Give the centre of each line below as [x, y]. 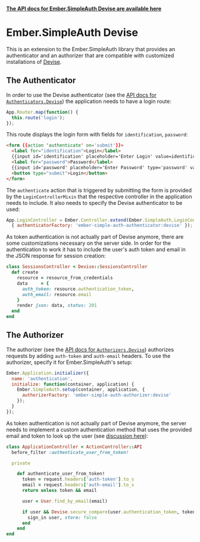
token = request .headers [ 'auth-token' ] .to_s [78, 479]
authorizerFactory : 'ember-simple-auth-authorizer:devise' [96, 395]
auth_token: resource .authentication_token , [78, 289]
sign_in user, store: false [62, 518]
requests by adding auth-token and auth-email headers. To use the [88, 356]
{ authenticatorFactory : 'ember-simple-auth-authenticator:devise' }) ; [102, 226]
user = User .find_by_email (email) [65, 501]
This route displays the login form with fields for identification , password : [97, 135]
